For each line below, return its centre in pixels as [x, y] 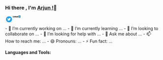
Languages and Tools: [28, 52]
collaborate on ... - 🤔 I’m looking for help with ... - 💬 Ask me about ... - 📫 [78, 34]
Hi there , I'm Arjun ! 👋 [31, 8]
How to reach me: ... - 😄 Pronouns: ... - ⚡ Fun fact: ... [59, 41]
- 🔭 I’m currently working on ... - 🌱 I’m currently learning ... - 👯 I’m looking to [82, 29]
